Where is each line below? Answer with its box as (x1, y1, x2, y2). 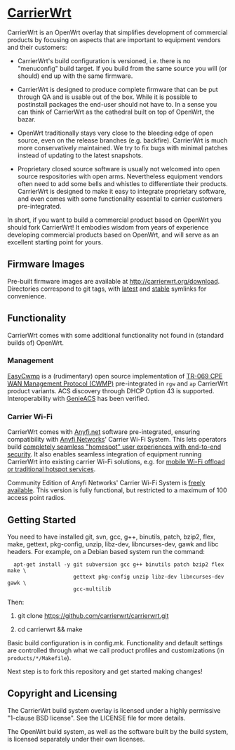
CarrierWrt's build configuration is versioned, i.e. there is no (17, 56, 191, 65)
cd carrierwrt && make (17, 625, 83, 633)
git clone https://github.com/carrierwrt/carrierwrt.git (17, 611, 169, 619)
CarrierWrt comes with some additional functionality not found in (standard (7, 331, 224, 339)
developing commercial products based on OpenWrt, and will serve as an (7, 230, 219, 239)
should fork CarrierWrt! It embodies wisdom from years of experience (7, 223, 209, 231)
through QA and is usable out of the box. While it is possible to (17, 93, 198, 101)
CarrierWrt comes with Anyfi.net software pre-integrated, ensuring (7, 428, 201, 436)
